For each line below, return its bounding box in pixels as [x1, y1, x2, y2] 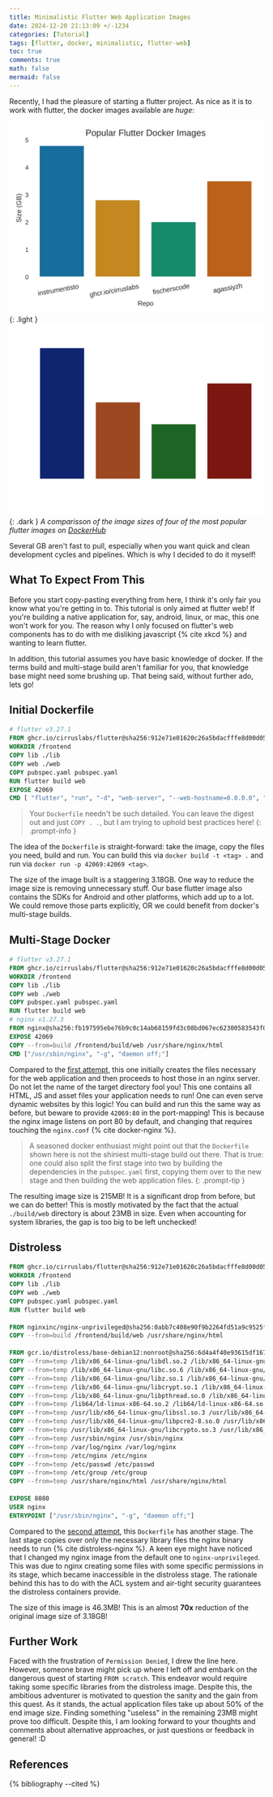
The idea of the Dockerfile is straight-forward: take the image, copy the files [9, 842, 265, 852]
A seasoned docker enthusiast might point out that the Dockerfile [28, 1140, 250, 1150]
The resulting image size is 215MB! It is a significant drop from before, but [9, 1191, 256, 1200]
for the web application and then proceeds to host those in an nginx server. [9, 1073, 260, 1083]
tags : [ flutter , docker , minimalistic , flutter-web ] [9, 39, 191, 47]
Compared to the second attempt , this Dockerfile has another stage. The [9, 1526, 254, 1536]
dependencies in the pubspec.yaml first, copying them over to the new [28, 1166, 262, 1176]
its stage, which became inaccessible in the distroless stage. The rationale [9, 1569, 258, 1579]
